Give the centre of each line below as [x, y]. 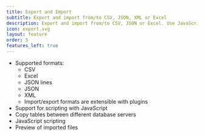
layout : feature [27, 35]
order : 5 [17, 40]
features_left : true [32, 46]
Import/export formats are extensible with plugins [86, 101]
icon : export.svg [28, 29]
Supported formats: [39, 63]
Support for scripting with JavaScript [61, 108]
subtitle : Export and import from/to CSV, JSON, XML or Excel [87, 18]
